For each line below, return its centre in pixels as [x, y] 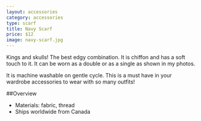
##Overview [22, 93]
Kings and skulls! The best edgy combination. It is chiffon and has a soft [96, 57]
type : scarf [21, 23]
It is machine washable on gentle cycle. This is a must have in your [89, 75]
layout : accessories [32, 12]
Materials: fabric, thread [45, 105]
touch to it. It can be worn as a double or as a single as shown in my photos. [101, 64]
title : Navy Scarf [29, 29]
